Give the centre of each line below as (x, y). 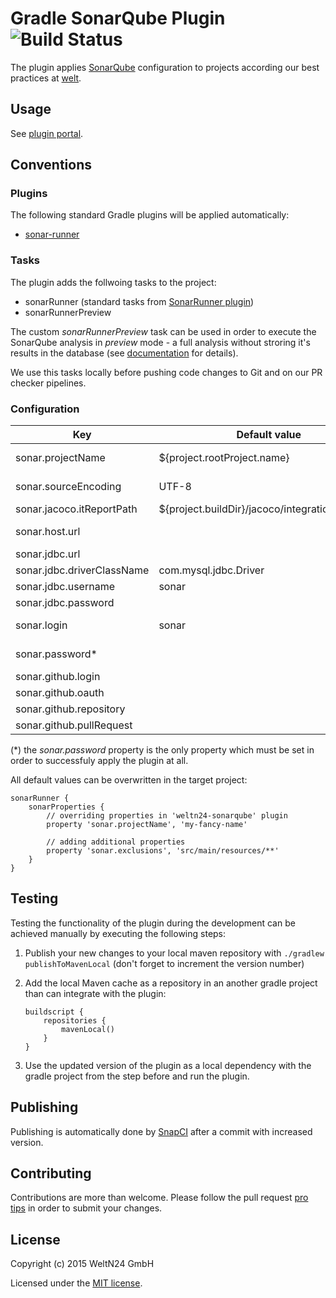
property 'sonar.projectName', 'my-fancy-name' (147, 825)
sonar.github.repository (70, 709)
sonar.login (41, 625)
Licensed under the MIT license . (76, 1283)
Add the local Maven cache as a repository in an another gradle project (171, 983)
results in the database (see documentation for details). (124, 353)
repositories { (75, 1020)
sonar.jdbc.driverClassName (82, 570)
